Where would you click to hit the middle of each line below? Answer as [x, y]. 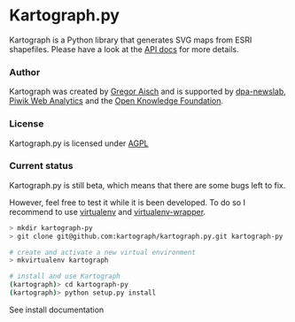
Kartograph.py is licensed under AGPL [79, 143]
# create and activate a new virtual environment [103, 252]
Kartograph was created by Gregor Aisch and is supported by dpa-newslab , [147, 92]
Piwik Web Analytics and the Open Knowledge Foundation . [116, 101]
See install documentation [57, 310]
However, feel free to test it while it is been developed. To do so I [128, 202]
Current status [41, 166]
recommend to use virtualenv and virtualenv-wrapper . [108, 211]
